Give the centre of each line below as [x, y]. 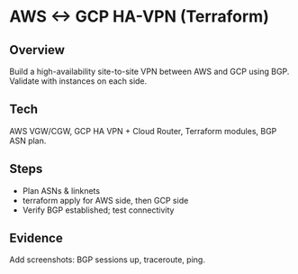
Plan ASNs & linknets [61, 190]
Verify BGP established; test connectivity [98, 210]
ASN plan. [28, 141]
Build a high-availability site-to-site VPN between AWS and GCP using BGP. [149, 71]
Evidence [36, 238]
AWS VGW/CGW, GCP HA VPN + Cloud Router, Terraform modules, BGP [143, 131]
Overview [37, 50]
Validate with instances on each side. [78, 81]
